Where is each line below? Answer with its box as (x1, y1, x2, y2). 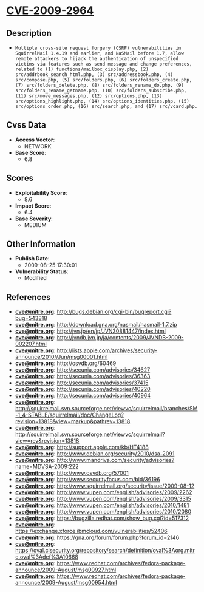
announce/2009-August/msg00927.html (15, 566, 117, 574)
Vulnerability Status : (15, 268, 69, 275)
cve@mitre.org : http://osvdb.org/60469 (15, 359, 117, 367)
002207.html (15, 341, 47, 348)
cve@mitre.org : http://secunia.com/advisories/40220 (15, 386, 151, 393)
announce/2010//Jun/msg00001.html (15, 353, 108, 361)
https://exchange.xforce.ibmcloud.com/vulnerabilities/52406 (15, 528, 168, 535)
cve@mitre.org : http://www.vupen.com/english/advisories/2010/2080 (15, 508, 191, 515)
